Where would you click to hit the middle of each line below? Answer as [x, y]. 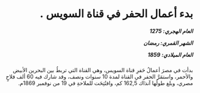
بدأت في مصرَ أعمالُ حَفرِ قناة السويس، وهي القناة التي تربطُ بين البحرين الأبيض [103, 70]
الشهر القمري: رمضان [168, 43]
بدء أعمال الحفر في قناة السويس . [116, 14]
